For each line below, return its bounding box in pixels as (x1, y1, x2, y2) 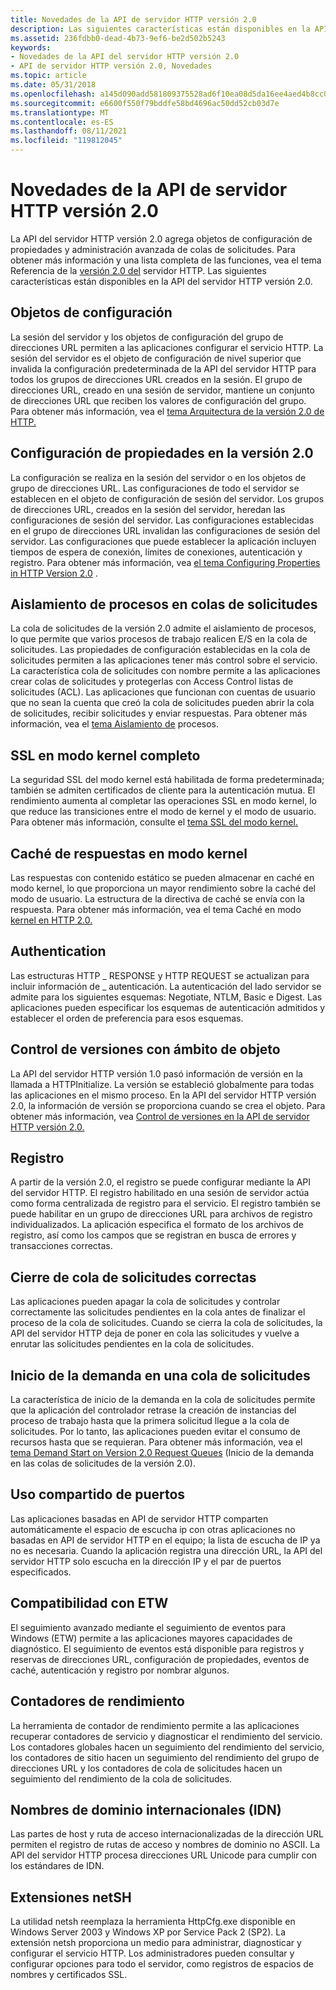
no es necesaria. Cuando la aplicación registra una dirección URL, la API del (10, 1544, 323, 1556)
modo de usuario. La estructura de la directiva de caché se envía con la (10, 893, 305, 905)
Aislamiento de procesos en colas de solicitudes (10, 596, 318, 613)
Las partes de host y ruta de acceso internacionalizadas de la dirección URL (10, 1828, 324, 1840)
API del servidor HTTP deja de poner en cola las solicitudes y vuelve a (10, 1327, 300, 1340)
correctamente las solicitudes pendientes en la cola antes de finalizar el (10, 1306, 306, 1318)
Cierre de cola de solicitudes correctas (10, 1269, 257, 1286)
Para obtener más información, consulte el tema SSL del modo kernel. (10, 816, 298, 828)
